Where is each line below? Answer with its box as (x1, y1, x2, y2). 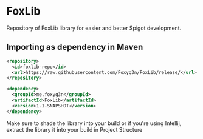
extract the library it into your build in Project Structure (6, 126, 143, 133)
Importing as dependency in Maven (6, 42, 143, 52)
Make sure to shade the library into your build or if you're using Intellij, (6, 120, 182, 127)
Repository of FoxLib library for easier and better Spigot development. (6, 24, 182, 32)
